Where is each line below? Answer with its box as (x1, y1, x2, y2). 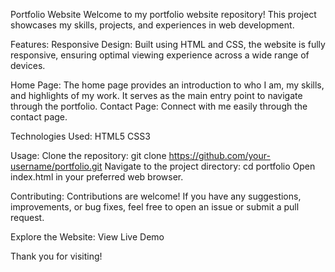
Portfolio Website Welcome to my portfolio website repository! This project (10, 9, 317, 20)
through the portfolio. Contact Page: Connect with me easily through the (10, 100, 308, 112)
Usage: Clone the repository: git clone (10, 150, 167, 161)
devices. (10, 60, 46, 71)
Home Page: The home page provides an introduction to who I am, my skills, (10, 79, 325, 91)
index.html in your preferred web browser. (10, 171, 184, 183)
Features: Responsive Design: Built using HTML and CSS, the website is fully (10, 39, 326, 50)
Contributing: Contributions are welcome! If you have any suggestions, (10, 190, 302, 202)
